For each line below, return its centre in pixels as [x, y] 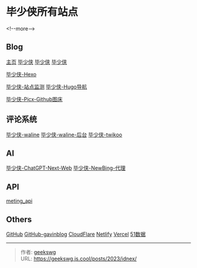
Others [19, 219]
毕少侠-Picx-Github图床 [34, 99]
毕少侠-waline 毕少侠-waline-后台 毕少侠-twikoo [64, 135]
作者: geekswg [38, 252]
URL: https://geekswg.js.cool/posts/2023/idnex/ [79, 259]
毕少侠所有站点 [42, 12]
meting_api [19, 201]
